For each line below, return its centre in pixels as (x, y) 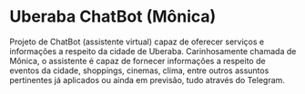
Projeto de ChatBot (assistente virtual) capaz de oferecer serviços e (137, 42)
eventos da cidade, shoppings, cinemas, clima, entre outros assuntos (139, 70)
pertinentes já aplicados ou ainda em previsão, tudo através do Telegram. (147, 80)
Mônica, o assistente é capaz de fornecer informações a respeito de (137, 61)
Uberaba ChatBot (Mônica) (113, 17)
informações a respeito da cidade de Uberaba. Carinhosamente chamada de (153, 51)
